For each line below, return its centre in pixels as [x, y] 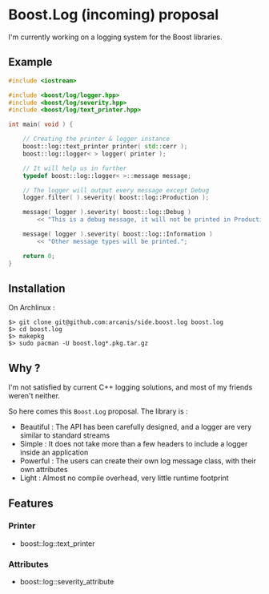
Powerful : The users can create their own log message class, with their [138, 461]
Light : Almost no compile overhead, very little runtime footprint [124, 478]
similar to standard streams [65, 435]
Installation [37, 288]
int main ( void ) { [41, 125]
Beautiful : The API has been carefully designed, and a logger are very [136, 427]
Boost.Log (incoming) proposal [114, 15]
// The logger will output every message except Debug [116, 190]
